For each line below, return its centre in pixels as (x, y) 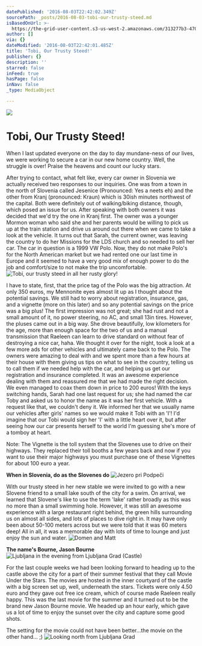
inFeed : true (23, 73)
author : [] (20, 34)
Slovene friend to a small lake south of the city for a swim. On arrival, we (96, 493)
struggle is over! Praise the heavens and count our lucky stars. (84, 166)
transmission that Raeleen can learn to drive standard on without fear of (95, 336)
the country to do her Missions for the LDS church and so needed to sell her (100, 241)
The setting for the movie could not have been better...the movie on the (94, 630)
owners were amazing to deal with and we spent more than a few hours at (98, 355)
